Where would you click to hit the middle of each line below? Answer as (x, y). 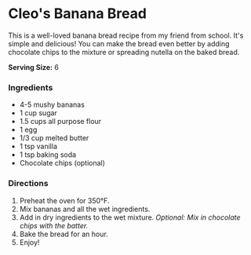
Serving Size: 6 (33, 67)
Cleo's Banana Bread (78, 14)
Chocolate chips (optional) (62, 163)
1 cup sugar (38, 113)
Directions (28, 184)
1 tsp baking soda (48, 155)
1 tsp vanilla (38, 147)
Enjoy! (29, 242)
